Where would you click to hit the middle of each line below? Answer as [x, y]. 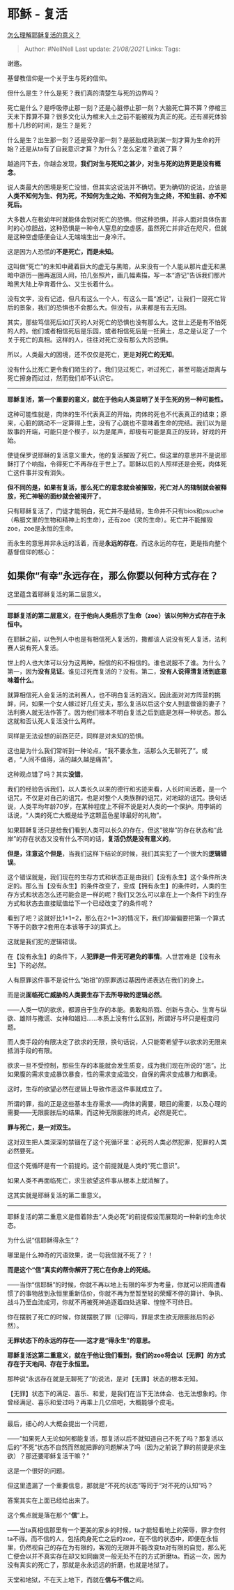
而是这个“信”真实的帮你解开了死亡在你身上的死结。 [81, 1269]
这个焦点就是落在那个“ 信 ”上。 [50, 1515]
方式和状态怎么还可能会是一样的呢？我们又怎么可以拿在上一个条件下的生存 [120, 894]
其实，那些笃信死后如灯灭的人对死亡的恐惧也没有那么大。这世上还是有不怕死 [117, 322]
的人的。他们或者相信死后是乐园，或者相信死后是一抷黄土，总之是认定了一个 [117, 331]
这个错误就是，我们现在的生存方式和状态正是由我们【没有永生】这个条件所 [114, 877]
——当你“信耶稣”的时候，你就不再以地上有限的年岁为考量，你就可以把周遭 [114, 1285]
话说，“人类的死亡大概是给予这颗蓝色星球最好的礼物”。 [86, 815]
